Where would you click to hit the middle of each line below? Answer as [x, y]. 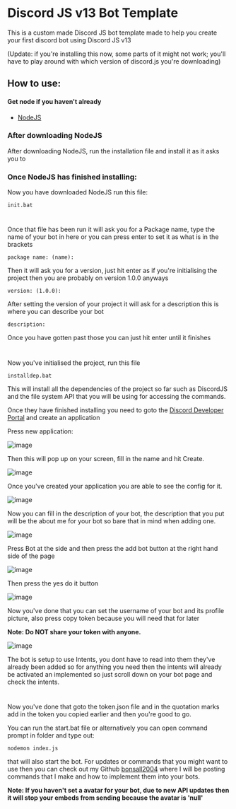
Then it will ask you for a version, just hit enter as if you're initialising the [112, 271]
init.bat [20, 205]
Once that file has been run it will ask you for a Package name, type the [111, 229]
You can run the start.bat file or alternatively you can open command [107, 728]
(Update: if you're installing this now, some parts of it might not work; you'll [117, 54]
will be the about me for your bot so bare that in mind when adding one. [112, 520]
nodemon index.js [33, 748]
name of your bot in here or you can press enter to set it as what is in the [113, 237]
